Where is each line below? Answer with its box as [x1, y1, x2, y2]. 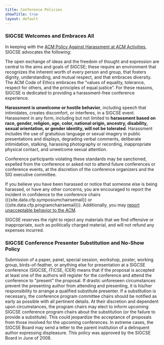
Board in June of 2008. [5, 335, 52, 341]
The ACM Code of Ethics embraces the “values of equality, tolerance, [5, 79, 145, 85]
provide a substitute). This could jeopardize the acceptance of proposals [5, 314, 152, 320]
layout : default [5, 16, 38, 21]
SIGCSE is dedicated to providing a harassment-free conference [5, 89, 135, 96]
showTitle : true [5, 12, 38, 17]
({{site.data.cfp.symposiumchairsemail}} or [5, 197, 92, 202]
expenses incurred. [5, 227, 44, 233]
